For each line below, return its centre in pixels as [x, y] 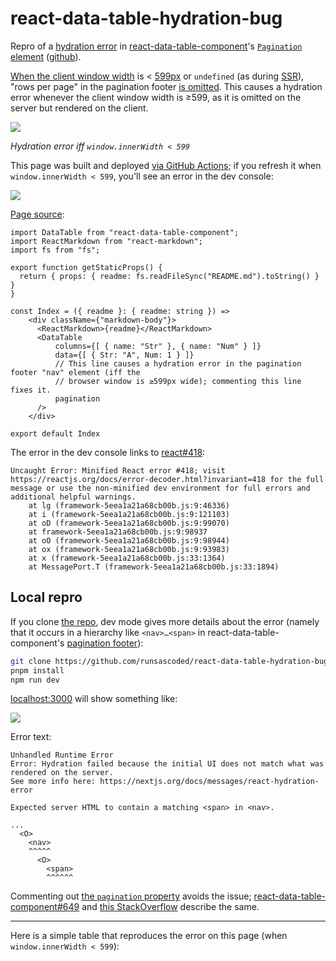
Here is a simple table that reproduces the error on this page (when [149, 936]
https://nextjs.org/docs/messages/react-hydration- [209, 782]
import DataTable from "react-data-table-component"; [125, 232]
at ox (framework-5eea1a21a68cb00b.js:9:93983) [129, 549]
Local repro [46, 597]
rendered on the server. [62, 773]
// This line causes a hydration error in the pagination [178, 363]
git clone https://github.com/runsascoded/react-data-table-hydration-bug [169, 661]
